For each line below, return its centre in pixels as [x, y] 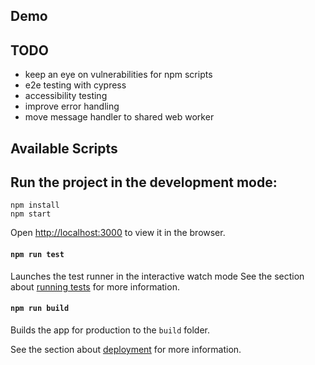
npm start [31, 214]
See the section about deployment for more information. [126, 349]
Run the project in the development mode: [144, 182]
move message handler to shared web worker [119, 117]
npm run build [40, 309]
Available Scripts [64, 148]
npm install [35, 205]
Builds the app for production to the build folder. [110, 330]
